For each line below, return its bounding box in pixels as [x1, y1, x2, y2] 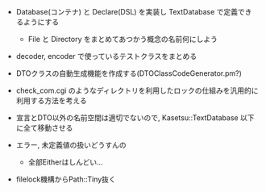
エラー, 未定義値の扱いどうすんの [15, 140, 127, 149]
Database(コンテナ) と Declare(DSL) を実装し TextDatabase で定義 [15, 7, 239, 16]
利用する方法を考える [15, 96, 87, 105]
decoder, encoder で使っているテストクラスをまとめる [15, 52, 197, 61]
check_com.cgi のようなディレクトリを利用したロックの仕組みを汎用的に [15, 86, 259, 95]
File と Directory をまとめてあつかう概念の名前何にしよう [27, 35, 218, 44]
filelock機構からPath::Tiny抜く [15, 174, 117, 184]
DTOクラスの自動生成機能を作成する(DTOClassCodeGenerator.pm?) [15, 69, 242, 78]
